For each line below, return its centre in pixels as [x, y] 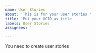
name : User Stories [25, 10]
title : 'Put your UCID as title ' [41, 19]
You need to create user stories [37, 46]
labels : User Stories [27, 23]
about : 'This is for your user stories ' [48, 14]
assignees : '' [20, 28]
